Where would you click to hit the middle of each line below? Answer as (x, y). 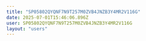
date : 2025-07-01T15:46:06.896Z (47, 17)
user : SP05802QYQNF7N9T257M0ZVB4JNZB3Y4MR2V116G (69, 23)
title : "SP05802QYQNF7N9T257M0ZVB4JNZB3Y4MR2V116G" (73, 12)
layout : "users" (27, 29)
